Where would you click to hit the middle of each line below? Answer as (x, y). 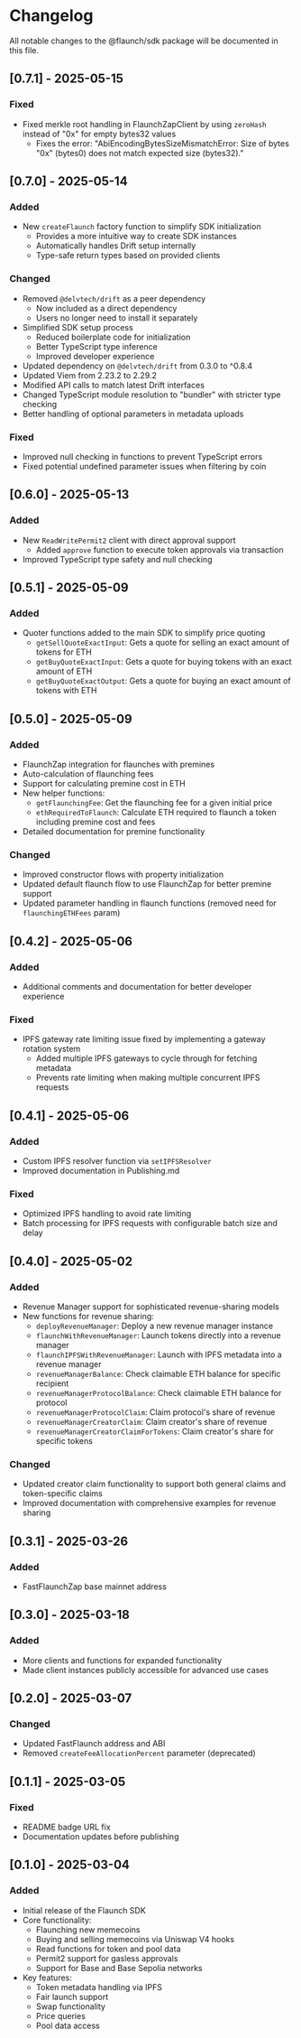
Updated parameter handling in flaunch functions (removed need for (149, 903)
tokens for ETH (64, 652)
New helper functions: (64, 793)
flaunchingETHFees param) (71, 913)
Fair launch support (72, 1996)
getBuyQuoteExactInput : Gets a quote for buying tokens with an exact (164, 662)
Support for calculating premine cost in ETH (104, 783)
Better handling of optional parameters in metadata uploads (133, 414)
